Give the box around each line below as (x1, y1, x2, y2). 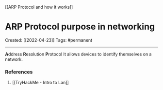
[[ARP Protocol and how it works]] (5, 4, 73, 10)
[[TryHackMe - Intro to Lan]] (12, 80, 69, 86)
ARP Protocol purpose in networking (5, 21, 155, 32)
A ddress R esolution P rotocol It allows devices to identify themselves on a (5, 51, 152, 57)
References (5, 68, 33, 75)
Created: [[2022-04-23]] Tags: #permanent (5, 37, 93, 43)
